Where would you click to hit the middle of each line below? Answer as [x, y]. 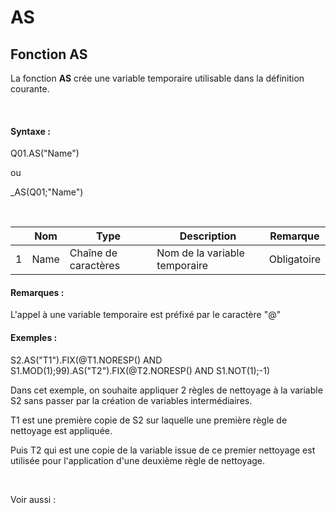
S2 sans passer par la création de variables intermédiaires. [131, 400]
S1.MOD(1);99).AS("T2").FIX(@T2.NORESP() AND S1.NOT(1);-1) [140, 370]
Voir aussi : [33, 499]
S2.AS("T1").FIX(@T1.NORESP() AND [86, 360]
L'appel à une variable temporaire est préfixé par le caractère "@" [146, 315]
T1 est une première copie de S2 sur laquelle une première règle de [149, 420]
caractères [95, 266]
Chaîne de [93, 253]
